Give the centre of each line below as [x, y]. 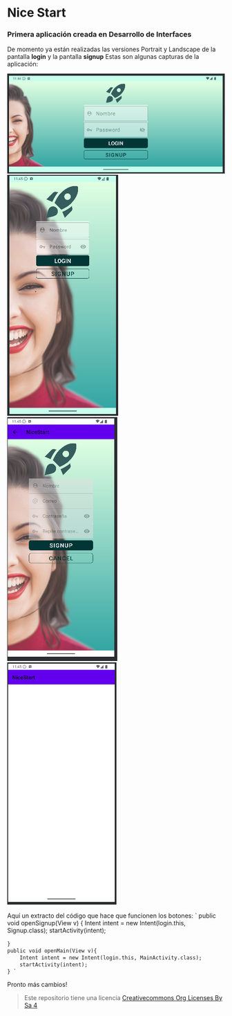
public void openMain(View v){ [52, 951]
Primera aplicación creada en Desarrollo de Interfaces [99, 35]
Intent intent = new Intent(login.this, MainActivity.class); [111, 958]
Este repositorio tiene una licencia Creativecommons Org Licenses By [123, 997]
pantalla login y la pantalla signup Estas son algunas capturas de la [103, 57]
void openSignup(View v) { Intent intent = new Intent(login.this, [97, 923]
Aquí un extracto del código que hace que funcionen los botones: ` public [112, 916]
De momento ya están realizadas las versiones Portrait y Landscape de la [112, 49]
